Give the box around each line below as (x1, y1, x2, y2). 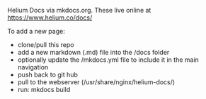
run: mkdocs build (17, 86, 71, 93)
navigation (17, 63, 49, 71)
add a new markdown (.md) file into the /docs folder (17, 48, 170, 56)
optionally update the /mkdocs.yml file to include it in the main (17, 55, 200, 64)
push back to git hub (17, 70, 78, 79)
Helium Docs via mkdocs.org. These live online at (7, 6, 151, 14)
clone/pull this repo (17, 41, 74, 48)
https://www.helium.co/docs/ (7, 13, 93, 22)
